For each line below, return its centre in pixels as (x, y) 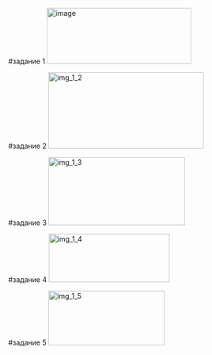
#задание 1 (27, 61)
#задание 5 (28, 342)
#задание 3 (28, 223)
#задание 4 (28, 280)
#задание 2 (28, 146)
